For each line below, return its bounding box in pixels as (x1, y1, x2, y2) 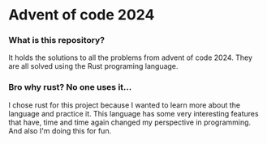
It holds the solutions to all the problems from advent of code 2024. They (8, 53, 253, 62)
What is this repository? (8, 35, 106, 46)
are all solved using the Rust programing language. (8, 61, 179, 71)
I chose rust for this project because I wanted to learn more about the (8, 100, 241, 110)
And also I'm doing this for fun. (8, 125, 112, 135)
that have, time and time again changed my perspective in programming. (8, 117, 252, 127)
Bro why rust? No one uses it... (8, 82, 132, 93)
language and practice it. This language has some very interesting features (8, 108, 259, 118)
